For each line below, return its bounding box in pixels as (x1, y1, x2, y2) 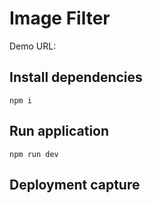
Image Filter (9, 7, 111, 30)
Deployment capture (9, 176, 141, 193)
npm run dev (9, 149, 59, 159)
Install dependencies (9, 69, 143, 86)
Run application (9, 123, 110, 140)
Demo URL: (9, 40, 57, 52)
